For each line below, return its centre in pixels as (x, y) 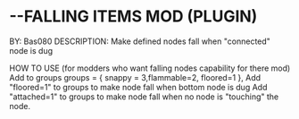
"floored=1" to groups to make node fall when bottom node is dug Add (138, 87)
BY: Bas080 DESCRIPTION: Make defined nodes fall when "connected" (140, 41)
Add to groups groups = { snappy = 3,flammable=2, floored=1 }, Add (135, 77)
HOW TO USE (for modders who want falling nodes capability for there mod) (150, 68)
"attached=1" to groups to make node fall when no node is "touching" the (144, 97)
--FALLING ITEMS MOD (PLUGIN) (133, 17)
